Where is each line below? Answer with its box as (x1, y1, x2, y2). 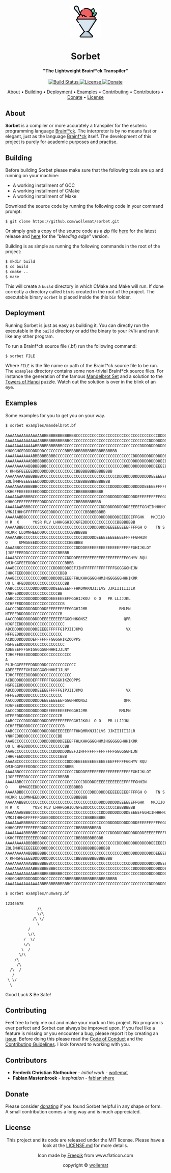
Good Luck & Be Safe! (5, 991, 51, 997)
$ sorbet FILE (5, 353, 36, 359)
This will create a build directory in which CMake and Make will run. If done (5, 283, 164, 289)
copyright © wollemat (63, 1162, 108, 1168)
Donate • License (67, 94, 104, 100)
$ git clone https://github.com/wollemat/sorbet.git (5, 219, 120, 224)
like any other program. (5, 333, 54, 339)
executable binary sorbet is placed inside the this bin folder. (5, 294, 131, 301)
